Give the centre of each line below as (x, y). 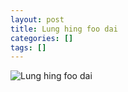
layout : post (37, 19)
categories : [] (42, 38)
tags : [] (28, 47)
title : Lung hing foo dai (64, 29)
